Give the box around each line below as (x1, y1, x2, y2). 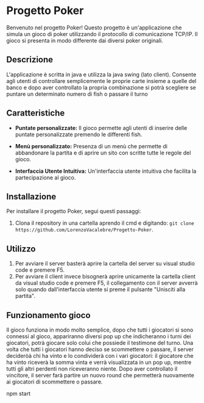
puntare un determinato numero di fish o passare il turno (6, 90, 148, 98)
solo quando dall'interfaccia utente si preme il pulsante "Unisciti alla (15, 286, 186, 293)
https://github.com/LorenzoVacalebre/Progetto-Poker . (15, 226, 153, 233)
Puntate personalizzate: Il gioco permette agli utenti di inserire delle (15, 124, 188, 131)
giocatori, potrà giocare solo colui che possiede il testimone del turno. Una (6, 339, 194, 346)
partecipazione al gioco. (15, 173, 76, 181)
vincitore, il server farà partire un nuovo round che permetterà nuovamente (6, 372, 195, 379)
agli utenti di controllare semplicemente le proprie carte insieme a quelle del (6, 77, 197, 84)
